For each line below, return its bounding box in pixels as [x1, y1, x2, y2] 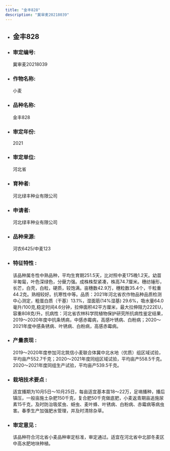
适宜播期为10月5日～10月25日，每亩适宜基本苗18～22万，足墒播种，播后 [12, 388, 165, 395]
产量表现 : [12, 337, 37, 344]
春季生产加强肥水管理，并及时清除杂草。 [21, 408, 107, 414]
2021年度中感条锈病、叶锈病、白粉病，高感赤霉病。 [12, 323, 121, 329]
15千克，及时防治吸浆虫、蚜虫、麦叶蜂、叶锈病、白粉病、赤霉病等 [17, 401, 156, 407]
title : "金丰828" [5, 7, 41, 13]
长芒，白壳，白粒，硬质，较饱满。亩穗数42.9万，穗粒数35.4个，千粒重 [12, 285, 161, 291]
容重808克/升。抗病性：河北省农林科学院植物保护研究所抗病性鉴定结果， [12, 310, 165, 316]
